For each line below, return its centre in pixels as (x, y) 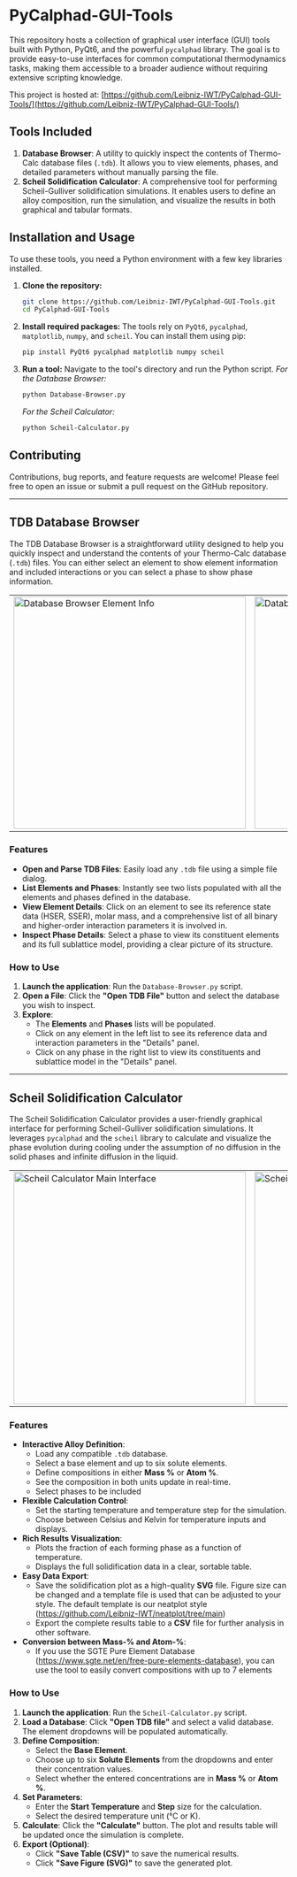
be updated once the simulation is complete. (103, 1835)
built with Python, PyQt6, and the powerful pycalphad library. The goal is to (145, 49)
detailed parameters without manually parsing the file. (120, 172)
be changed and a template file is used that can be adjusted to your (158, 1595)
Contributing (45, 455)
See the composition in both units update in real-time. (133, 1482)
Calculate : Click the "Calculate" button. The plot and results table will (150, 1825)
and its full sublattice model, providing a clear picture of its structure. (148, 944)
